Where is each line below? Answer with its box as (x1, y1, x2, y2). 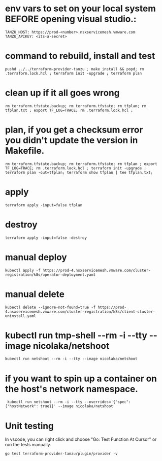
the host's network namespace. (5, 383, 138, 395)
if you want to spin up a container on (5, 373, 157, 384)
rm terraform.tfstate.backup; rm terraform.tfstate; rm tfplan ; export (5, 161, 158, 166)
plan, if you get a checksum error (5, 124, 143, 135)
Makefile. (5, 145, 45, 156)
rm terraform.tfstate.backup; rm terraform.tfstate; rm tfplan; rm (5, 103, 147, 108)
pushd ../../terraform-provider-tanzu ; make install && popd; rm (5, 66, 144, 71)
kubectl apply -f (5, 268, 41, 273)
